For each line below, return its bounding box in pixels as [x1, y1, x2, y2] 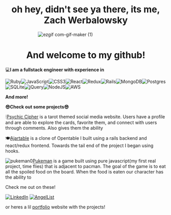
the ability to [5, 174, 32, 180]
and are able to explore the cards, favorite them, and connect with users [5, 119, 157, 125]
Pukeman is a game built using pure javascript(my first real [32, 158, 156, 164]
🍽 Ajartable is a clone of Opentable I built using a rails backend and [5, 135, 147, 141]
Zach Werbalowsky [43, 14, 128, 26]
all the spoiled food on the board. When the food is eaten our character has [5, 168, 164, 175]
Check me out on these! [5, 184, 56, 190]
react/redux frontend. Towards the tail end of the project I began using [5, 142, 154, 148]
